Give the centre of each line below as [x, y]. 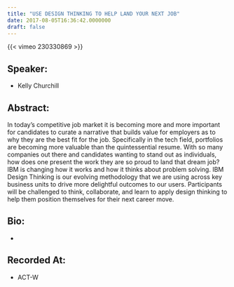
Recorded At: [37, 260]
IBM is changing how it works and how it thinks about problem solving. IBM [116, 169]
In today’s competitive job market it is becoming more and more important [114, 125]
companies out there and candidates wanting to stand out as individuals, [112, 154]
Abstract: [28, 108]
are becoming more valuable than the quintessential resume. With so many [115, 147]
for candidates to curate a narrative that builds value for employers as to [111, 132]
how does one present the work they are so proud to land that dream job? [113, 162]
